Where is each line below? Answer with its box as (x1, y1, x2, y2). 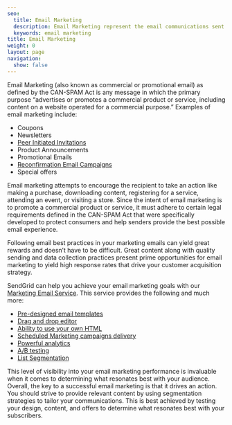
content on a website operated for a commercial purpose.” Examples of (7, 102, 211, 111)
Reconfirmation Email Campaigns (17, 160, 113, 168)
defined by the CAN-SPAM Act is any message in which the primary (7, 88, 201, 96)
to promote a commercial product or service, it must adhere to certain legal (7, 203, 222, 211)
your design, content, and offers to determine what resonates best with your (7, 404, 225, 412)
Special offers (17, 168, 57, 176)
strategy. (7, 268, 33, 276)
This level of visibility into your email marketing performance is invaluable (7, 367, 217, 375)
